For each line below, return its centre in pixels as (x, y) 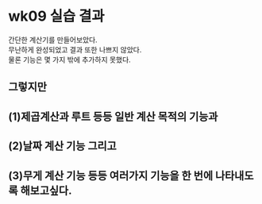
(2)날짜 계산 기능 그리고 (62, 146)
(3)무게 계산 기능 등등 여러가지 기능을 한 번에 (110, 175)
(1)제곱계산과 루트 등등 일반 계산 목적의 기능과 (113, 116)
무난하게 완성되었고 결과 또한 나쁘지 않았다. (75, 49)
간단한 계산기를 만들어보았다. (53, 40)
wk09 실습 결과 (56, 16)
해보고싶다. (46, 190)
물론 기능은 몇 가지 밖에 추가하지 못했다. (69, 60)
